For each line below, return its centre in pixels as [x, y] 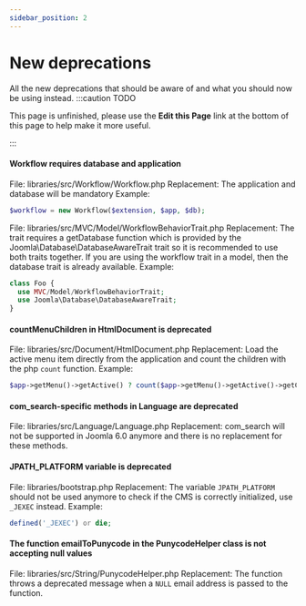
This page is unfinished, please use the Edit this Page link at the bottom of [149, 116]
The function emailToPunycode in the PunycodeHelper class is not [138, 544]
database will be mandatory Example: [80, 193]
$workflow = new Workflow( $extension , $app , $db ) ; [107, 211]
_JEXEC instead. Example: [56, 506]
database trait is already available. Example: [92, 266]
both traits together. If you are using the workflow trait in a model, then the [149, 257]
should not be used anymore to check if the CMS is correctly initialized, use [151, 497]
